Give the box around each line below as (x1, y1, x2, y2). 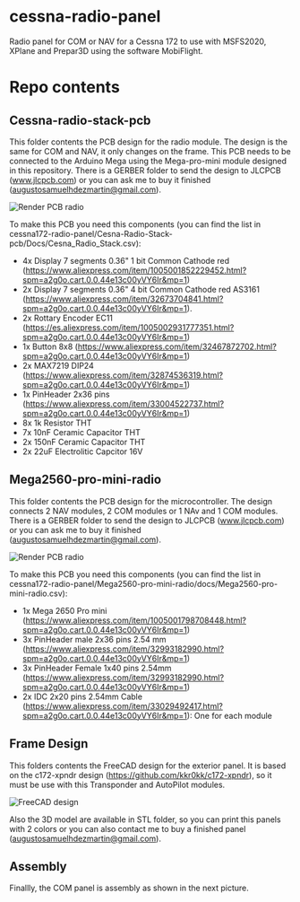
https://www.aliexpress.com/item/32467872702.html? (77, 341, 278, 352)
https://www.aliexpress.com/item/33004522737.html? (25, 398, 225, 409)
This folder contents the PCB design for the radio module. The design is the (9, 136, 288, 147)
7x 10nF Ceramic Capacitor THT (21, 426, 141, 437)
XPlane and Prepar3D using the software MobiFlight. (9, 45, 203, 56)
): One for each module (186, 710, 273, 721)
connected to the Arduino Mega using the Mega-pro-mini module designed (9, 155, 287, 166)
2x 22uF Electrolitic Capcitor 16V (21, 446, 143, 457)
